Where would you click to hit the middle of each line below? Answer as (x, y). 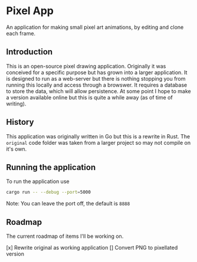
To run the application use (38, 181)
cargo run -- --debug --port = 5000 (49, 193)
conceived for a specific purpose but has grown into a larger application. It (97, 72)
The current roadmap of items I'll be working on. (65, 236)
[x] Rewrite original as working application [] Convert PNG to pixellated (92, 248)
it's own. (17, 149)
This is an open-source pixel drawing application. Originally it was (86, 66)
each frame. (21, 33)
